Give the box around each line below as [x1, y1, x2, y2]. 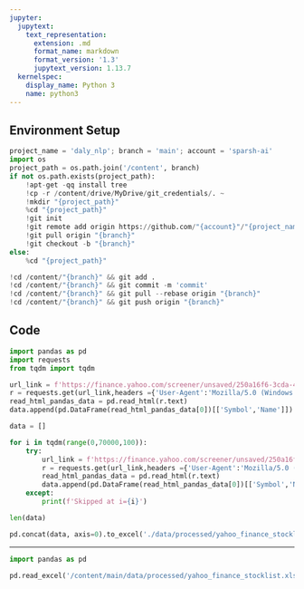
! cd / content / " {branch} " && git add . [9, 273, 156, 282]
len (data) [9, 513, 47, 522]
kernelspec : [17, 72, 63, 82]
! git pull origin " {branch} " [25, 231, 136, 240]
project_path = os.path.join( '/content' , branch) [9, 164, 201, 173]
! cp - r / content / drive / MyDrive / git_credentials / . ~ [25, 188, 224, 198]
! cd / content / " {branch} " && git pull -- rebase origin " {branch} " [9, 289, 261, 299]
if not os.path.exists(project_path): [9, 171, 156, 181]
